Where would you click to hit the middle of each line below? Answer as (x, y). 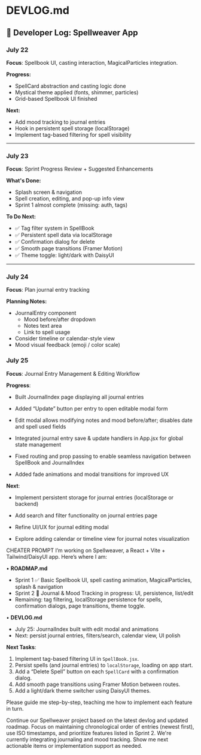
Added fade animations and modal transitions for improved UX (92, 474)
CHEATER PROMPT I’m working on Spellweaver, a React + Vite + (86, 550)
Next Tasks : (21, 647)
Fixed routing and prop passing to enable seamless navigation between (103, 456)
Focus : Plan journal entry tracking (48, 290)
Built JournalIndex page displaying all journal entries (79, 397)
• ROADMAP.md (27, 568)
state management (38, 444)
